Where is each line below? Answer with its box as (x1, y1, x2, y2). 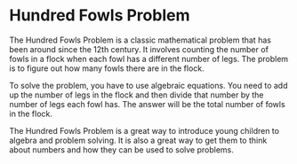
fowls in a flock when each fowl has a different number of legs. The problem (9, 53, 289, 64)
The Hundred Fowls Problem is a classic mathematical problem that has (9, 35, 271, 45)
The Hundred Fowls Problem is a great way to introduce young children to (9, 125, 280, 136)
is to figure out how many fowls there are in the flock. (9, 63, 205, 74)
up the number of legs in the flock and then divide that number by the (9, 90, 264, 100)
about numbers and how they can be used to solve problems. (9, 144, 234, 155)
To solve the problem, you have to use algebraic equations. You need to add (9, 80, 288, 90)
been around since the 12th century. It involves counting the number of (9, 43, 269, 54)
